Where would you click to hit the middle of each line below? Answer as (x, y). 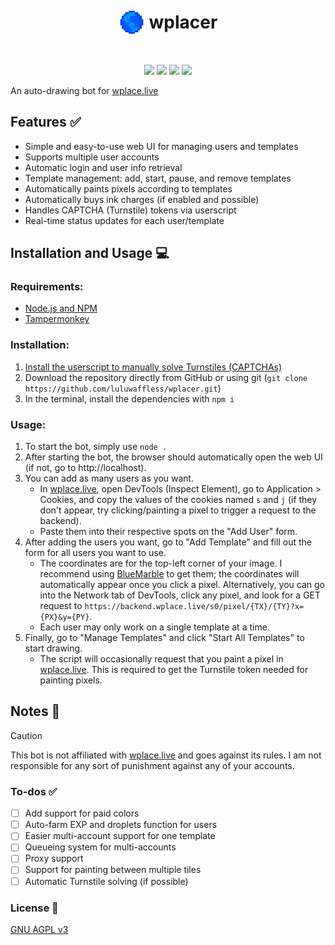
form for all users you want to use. (95, 553)
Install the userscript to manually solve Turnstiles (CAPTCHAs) (153, 367)
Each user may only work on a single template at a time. (154, 627)
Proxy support (54, 858)
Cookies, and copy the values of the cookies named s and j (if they (178, 500)
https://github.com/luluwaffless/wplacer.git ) (123, 388)
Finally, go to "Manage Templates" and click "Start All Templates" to (164, 638)
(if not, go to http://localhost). (85, 468)
